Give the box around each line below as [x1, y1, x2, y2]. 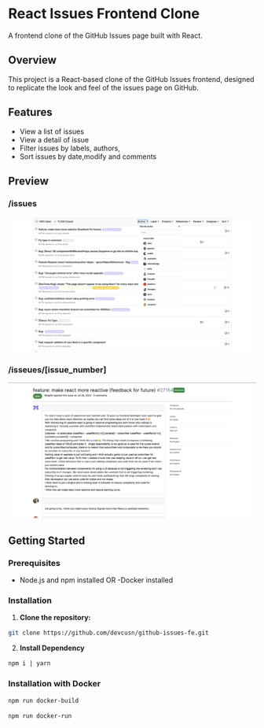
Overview [8, 54, 57, 67]
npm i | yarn [8, 660, 51, 667]
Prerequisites [8, 557, 60, 568]
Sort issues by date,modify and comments [19, 151, 157, 161]
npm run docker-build [8, 697, 79, 705]
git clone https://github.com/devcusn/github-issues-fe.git [8, 629, 210, 637]
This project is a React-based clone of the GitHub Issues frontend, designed [8, 74, 255, 83]
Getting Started [8, 534, 86, 547]
